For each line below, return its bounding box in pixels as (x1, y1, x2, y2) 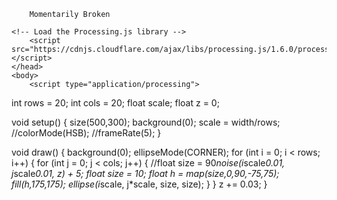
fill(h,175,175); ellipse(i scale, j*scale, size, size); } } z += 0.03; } (11, 178, 268, 190)
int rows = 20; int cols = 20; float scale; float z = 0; (11, 97, 220, 109)
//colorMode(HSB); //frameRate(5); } (11, 127, 162, 139)
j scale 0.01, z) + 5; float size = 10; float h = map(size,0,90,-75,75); (11, 168, 280, 179)
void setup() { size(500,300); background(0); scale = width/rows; (11, 116, 281, 128)
